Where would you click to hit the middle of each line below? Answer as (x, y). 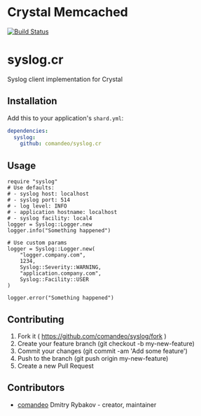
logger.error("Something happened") (61, 298)
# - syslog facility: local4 (50, 218)
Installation (32, 101)
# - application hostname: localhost (62, 213)
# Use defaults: (31, 188)
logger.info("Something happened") (59, 231)
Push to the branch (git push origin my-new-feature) (93, 358)
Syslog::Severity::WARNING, (61, 267)
